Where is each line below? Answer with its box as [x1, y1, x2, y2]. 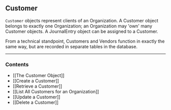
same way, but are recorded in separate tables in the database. [5, 43, 138, 50]
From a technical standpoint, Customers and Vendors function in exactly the [5, 38, 165, 44]
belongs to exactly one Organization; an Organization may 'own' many [5, 23, 153, 29]
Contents [5, 61, 29, 68]
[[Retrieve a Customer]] [12, 83, 63, 89]
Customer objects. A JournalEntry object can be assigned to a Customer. [5, 28, 159, 34]
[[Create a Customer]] [12, 78, 60, 84]
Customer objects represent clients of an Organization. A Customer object [5, 17, 159, 23]
